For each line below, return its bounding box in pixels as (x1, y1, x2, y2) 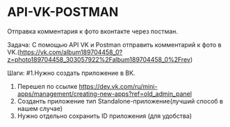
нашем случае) (17, 104, 63, 112)
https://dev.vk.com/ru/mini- (79, 82, 158, 90)
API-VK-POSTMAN (7, 4, 119, 20)
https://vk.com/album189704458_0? (19, 48, 123, 56)
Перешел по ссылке (17, 82, 78, 90)
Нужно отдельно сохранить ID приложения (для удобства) (17, 112, 192, 120)
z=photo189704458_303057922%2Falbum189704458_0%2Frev (7, 55, 191, 63)
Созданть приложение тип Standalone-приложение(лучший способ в (17, 96, 224, 105)
